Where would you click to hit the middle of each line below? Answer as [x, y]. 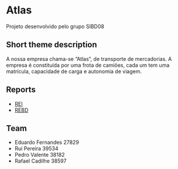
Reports [21, 90]
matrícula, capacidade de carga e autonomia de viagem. [74, 71]
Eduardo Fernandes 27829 [47, 142]
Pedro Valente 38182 [40, 155]
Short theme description [52, 45]
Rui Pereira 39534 [36, 149]
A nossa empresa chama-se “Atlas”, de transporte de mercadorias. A [89, 58]
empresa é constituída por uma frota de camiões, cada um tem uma [88, 65]
